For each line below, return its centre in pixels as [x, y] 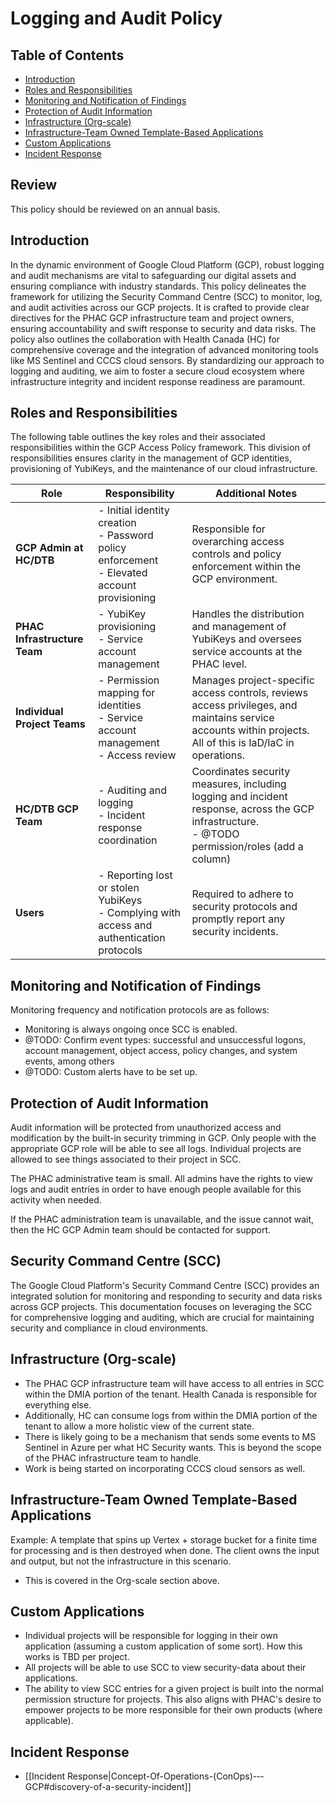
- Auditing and [132, 790]
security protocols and [244, 907]
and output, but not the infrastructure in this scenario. [121, 1561]
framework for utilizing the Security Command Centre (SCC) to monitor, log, [166, 296]
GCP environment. [234, 579]
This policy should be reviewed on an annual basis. [115, 209]
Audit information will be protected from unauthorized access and [146, 1128]
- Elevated [123, 573]
